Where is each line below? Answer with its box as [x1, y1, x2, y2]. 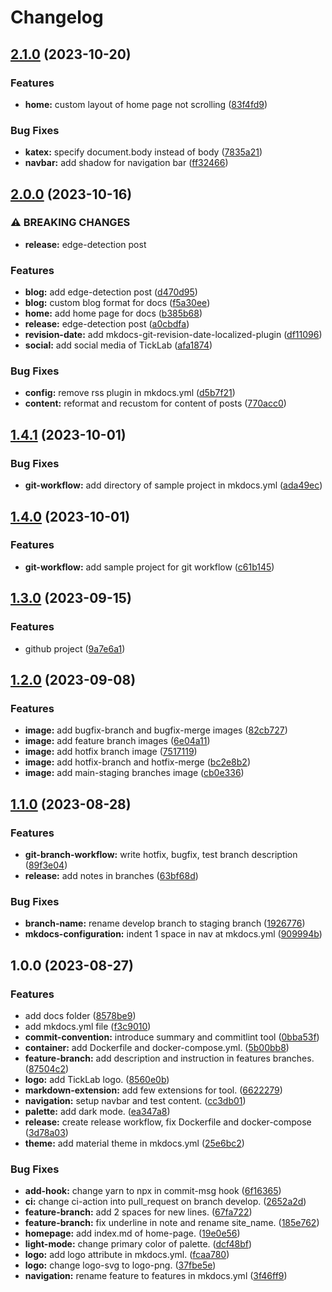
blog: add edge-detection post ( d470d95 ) [24, 286, 198, 298]
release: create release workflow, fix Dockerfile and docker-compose [24, 1116, 312, 1128]
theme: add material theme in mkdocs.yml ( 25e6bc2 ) [24, 1137, 245, 1149]
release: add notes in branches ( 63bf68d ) [24, 869, 199, 881]
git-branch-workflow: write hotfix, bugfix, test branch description [24, 848, 298, 860]
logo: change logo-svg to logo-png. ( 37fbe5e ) [24, 1259, 217, 1271]
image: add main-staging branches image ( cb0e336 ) [24, 767, 245, 779]
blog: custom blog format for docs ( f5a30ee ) [24, 297, 211, 309]
